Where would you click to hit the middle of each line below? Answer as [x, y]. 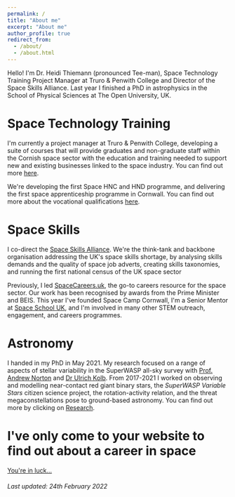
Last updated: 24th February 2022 [57, 486]
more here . [23, 173]
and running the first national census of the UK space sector [94, 272]
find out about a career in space [102, 451]
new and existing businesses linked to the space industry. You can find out [115, 165]
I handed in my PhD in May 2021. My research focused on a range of [106, 363]
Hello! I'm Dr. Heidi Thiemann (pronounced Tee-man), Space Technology [113, 73]
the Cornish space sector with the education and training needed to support [117, 158]
